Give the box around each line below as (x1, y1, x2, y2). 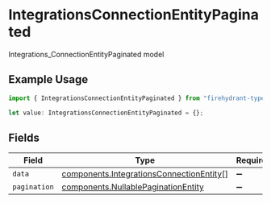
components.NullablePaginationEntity (61, 181, 204, 193)
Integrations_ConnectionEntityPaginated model (8, 49, 165, 59)
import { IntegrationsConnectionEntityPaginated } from (8, 94, 200, 102)
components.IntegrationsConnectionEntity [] (61, 168, 228, 180)
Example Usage (8, 72, 89, 86)
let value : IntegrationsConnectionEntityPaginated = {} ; (8, 109, 204, 117)
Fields (8, 130, 40, 144)
